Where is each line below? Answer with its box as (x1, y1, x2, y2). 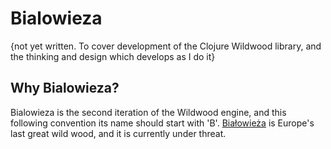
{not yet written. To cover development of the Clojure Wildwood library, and (10, 40, 322, 52)
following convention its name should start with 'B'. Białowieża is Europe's (10, 117, 315, 129)
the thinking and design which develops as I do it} (10, 50, 216, 62)
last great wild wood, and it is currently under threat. (10, 127, 227, 139)
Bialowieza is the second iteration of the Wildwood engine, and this (10, 106, 287, 118)
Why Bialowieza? (10, 80, 120, 97)
